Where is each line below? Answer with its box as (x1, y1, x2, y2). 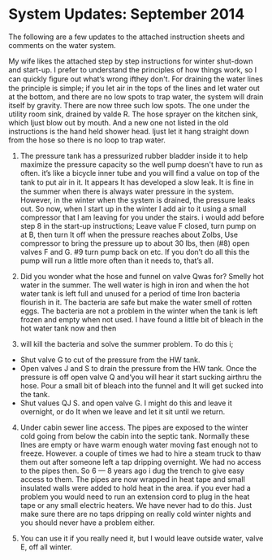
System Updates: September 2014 (8, 5, 245, 24)
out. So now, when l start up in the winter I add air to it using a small (19, 203, 247, 213)
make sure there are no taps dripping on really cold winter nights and (19, 509, 252, 518)
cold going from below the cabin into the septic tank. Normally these (19, 431, 250, 440)
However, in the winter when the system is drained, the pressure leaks (19, 195, 256, 204)
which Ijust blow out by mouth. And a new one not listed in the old (8, 117, 229, 127)
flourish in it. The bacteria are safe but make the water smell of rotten (19, 297, 253, 307)
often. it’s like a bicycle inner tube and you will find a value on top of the (19, 168, 260, 177)
